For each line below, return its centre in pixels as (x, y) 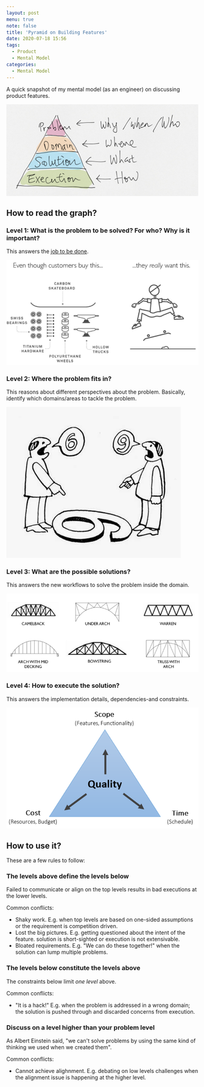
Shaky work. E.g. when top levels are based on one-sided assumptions (104, 919)
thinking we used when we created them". (59, 1047)
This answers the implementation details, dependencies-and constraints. (98, 699)
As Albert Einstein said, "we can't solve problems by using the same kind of (101, 1041)
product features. (28, 95)
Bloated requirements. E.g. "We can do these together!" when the (97, 946)
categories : (21, 64)
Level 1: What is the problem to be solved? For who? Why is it (98, 230)
